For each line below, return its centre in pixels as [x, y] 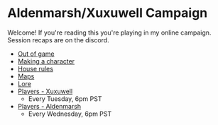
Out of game [36, 54]
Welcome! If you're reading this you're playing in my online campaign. [109, 32]
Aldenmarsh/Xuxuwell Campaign [108, 13]
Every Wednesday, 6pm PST [70, 114]
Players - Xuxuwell [45, 91]
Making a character [46, 61]
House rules [35, 69]
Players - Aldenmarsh [49, 106]
